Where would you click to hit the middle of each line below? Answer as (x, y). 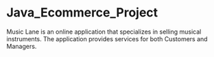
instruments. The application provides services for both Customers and (107, 38)
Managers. (22, 46)
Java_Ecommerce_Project (82, 13)
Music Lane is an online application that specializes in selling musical (104, 32)
